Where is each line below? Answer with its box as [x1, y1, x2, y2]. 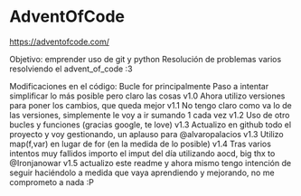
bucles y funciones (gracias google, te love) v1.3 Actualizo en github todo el [9, 119, 292, 130]
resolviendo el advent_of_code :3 [9, 63, 133, 74]
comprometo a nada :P [9, 176, 95, 187]
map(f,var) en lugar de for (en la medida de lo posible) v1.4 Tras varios [9, 138, 271, 149]
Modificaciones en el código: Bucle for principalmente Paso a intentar [9, 80, 269, 91]
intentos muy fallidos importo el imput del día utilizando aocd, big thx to [9, 147, 276, 159]
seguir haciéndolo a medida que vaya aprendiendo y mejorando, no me [9, 167, 275, 178]
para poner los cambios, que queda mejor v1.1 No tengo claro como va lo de [9, 99, 292, 110]
